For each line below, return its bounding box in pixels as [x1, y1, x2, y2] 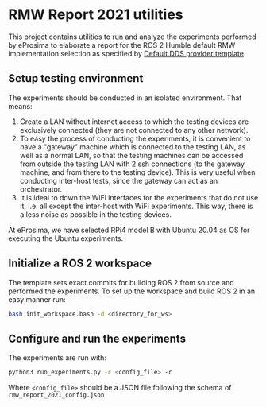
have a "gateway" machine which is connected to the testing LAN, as [19, 141, 246, 152]
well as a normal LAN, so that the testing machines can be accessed [19, 150, 244, 160]
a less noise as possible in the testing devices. [19, 209, 172, 219]
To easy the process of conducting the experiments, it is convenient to [19, 134, 251, 143]
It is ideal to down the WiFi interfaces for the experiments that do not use [19, 192, 259, 202]
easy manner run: [8, 294, 66, 304]
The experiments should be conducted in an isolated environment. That [8, 93, 242, 103]
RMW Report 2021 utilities [8, 6, 184, 24]
